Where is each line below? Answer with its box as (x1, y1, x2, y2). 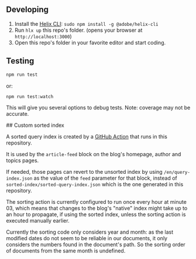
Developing (6, 5, 49, 15)
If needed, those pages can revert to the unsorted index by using (6, 169, 163, 176)
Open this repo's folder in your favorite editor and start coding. (14, 39, 166, 46)
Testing (6, 56, 35, 66)
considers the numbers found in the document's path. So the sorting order (6, 241, 185, 248)
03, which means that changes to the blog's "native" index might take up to (6, 205, 188, 212)
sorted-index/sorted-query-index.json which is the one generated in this (6, 181, 184, 188)
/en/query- (163, 170, 190, 176)
